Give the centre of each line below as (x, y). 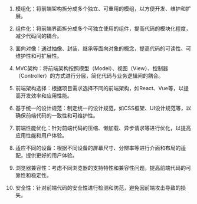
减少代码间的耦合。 (39, 36)
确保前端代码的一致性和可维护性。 (57, 116)
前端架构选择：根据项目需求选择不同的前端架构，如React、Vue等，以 (99, 88)
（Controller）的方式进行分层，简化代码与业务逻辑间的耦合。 (89, 76)
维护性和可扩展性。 (39, 56)
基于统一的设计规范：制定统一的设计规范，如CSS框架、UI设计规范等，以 (103, 108)
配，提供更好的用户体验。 (46, 155)
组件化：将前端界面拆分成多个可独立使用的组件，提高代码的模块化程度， (103, 29)
